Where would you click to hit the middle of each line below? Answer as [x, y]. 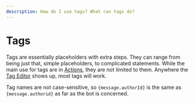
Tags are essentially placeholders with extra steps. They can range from [93, 57]
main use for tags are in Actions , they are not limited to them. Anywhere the [97, 69]
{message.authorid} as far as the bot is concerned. [67, 93]
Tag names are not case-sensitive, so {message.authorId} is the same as [94, 87]
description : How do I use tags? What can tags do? [70, 11]
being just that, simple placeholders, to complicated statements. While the [96, 63]
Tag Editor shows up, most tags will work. [56, 76]
